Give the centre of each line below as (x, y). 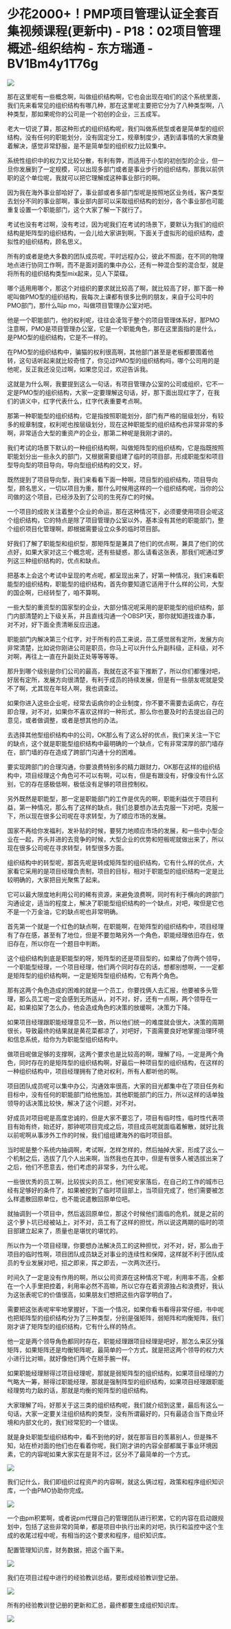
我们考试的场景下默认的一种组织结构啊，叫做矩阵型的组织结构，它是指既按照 (115, 447)
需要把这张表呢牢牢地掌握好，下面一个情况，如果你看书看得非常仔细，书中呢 (115, 1309)
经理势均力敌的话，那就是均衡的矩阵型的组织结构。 (79, 1390)
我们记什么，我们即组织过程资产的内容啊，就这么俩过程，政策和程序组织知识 (115, 1481)
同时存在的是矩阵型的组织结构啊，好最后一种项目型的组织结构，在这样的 (121, 1063)
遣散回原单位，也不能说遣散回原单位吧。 (76, 1198)
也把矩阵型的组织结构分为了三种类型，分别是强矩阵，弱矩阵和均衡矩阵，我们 (115, 1318)
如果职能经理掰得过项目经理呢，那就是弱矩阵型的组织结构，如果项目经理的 (112, 1373)
